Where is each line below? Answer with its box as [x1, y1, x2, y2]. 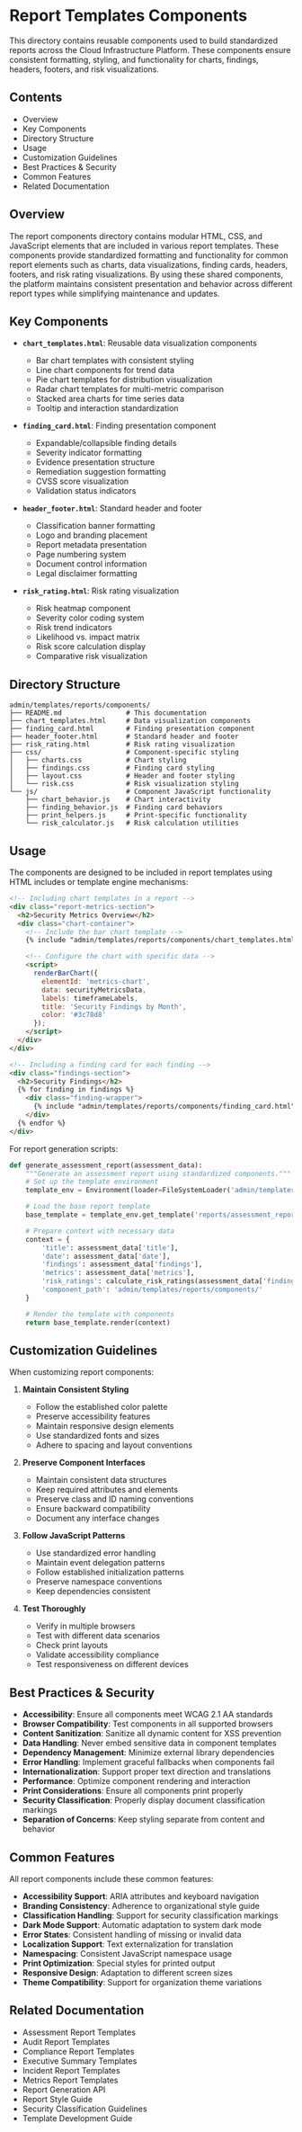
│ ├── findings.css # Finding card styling [9, 763, 216, 773]
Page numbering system [35, 549, 127, 560]
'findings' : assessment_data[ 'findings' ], [41, 1260, 203, 1269]
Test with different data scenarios [35, 1630, 160, 1641]
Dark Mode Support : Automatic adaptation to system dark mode [22, 1919, 262, 1930]
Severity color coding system [35, 612, 145, 623]
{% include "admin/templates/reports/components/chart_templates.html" [25, 936, 299, 945]
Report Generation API [22, 2083, 106, 2095]
